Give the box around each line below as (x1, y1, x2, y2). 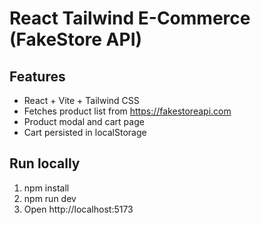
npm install (23, 182, 70, 194)
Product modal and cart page (23, 116, 145, 127)
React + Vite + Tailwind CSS (23, 95, 140, 106)
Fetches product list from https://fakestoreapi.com (23, 105, 232, 117)
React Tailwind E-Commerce (9, 7, 251, 30)
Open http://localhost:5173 (23, 203, 134, 215)
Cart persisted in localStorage (23, 127, 147, 138)
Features (9, 68, 66, 85)
